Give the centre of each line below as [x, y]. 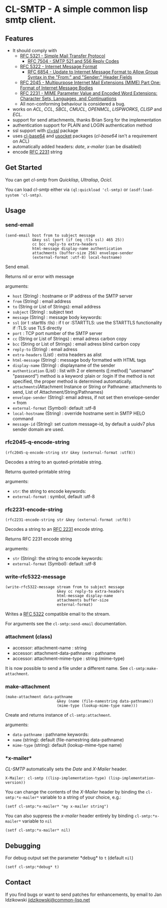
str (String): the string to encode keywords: [58, 558]
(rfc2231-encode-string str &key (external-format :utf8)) [68, 520]
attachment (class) [29, 637]
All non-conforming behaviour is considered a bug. [72, 104]
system [12, 195]
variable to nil [37, 821]
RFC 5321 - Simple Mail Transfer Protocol [62, 56]
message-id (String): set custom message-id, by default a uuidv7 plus [84, 424]
